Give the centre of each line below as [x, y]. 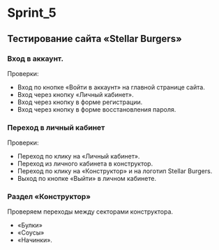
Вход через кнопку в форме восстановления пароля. [97, 109]
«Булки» [30, 226]
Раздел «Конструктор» [49, 197]
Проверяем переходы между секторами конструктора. [90, 212]
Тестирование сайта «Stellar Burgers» [95, 39]
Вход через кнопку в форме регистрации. [80, 102]
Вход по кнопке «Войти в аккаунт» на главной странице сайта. [111, 87]
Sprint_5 [32, 13]
